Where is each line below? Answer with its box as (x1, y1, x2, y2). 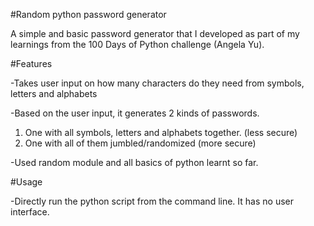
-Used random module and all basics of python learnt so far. (10, 157, 259, 168)
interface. (10, 206, 50, 218)
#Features (10, 58, 53, 69)
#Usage (10, 176, 43, 188)
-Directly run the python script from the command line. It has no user (10, 195, 294, 207)
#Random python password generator (10, 9, 167, 20)
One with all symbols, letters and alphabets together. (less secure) (24, 127, 298, 138)
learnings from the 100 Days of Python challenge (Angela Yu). (10, 39, 265, 50)
